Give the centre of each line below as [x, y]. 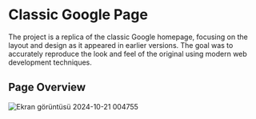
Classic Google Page [78, 15]
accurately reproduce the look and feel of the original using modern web [128, 54]
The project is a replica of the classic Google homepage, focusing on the [128, 37]
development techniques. [50, 62]
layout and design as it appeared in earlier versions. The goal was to [121, 45]
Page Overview [47, 87]
